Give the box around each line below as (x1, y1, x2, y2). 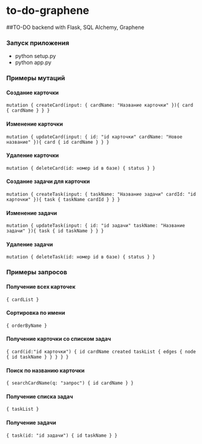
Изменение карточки (6, 120, 64, 127)
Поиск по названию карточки (6, 367, 85, 374)
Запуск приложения (6, 39, 70, 47)
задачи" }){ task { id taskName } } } (6, 228, 104, 234)
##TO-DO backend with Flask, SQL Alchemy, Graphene (6, 24, 145, 31)
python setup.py (15, 53, 56, 60)
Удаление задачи (6, 240, 53, 248)
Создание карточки (6, 89, 59, 96)
